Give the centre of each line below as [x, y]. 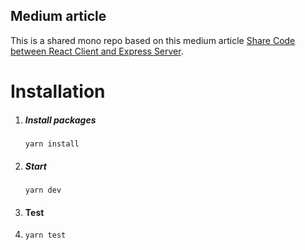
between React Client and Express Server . [97, 51]
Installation [58, 91]
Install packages [60, 120]
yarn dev [43, 190]
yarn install [52, 144]
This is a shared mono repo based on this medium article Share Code [153, 40]
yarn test [45, 235]
